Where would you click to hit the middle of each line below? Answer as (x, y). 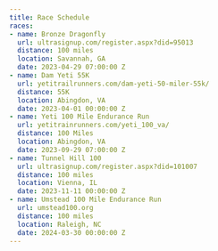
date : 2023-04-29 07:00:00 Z (71, 68)
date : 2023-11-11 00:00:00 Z (71, 191)
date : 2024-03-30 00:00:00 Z (71, 232)
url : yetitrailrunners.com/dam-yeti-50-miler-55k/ (113, 84)
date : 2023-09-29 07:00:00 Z (71, 150)
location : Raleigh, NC (59, 224)
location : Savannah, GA (61, 59)
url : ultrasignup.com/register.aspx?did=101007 (108, 166)
